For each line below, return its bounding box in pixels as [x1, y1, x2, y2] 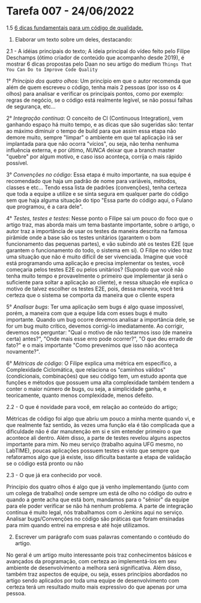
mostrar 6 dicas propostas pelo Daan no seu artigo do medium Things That [6, 60, 192, 67]
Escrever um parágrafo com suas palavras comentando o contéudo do [14, 533, 190, 540]
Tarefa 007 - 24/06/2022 [6, 4, 134, 18]
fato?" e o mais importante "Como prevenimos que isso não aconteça [6, 342, 178, 349]
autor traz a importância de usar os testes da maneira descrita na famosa [6, 227, 188, 234]
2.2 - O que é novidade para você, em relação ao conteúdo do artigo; [6, 403, 178, 410]
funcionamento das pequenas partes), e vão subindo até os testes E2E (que [6, 240, 194, 248]
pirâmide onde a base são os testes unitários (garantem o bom [6, 234, 161, 241]
